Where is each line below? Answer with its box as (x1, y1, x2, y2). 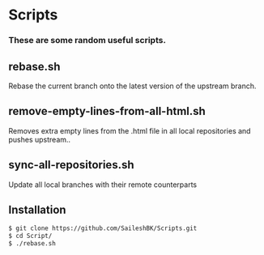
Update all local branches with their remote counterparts (8, 180, 197, 189)
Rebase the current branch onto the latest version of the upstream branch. (8, 81, 257, 91)
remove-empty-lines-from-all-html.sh (8, 104, 207, 118)
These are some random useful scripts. (8, 35, 166, 46)
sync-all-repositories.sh (8, 158, 134, 172)
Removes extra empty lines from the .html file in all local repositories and (8, 125, 251, 135)
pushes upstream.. (8, 134, 71, 144)
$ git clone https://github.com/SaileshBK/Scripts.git (8, 224, 198, 232)
